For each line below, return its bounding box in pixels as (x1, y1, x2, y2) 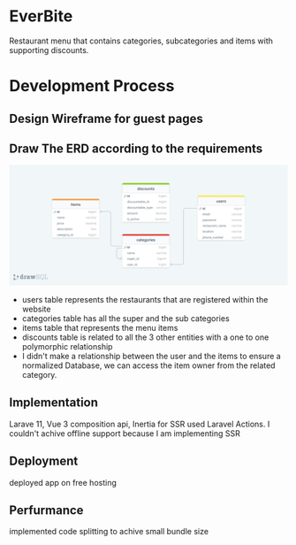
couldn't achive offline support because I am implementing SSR (9, 427, 240, 439)
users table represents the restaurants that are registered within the (21, 294, 269, 304)
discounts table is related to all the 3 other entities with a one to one (21, 332, 269, 342)
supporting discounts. (9, 44, 89, 55)
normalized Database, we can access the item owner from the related (21, 360, 276, 371)
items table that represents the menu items (21, 322, 178, 333)
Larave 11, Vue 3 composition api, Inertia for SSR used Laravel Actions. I (9, 418, 270, 429)
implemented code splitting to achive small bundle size (9, 526, 209, 537)
